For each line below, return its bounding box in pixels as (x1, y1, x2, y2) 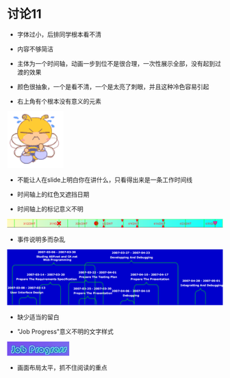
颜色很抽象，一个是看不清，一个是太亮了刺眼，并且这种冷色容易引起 (16, 82, 209, 91)
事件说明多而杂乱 (16, 235, 66, 244)
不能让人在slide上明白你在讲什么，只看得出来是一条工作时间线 (16, 176, 193, 184)
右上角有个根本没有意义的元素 (16, 97, 101, 105)
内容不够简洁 (16, 45, 53, 53)
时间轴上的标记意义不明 (16, 204, 84, 213)
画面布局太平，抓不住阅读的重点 (16, 364, 107, 372)
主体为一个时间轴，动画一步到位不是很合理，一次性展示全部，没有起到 (16, 59, 216, 67)
